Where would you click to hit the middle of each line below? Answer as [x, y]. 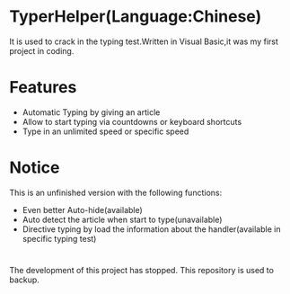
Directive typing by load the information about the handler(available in [151, 229]
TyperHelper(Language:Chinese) [136, 17]
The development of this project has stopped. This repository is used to [141, 270]
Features [43, 88]
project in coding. [42, 50]
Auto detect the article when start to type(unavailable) [122, 219]
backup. [25, 280]
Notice [35, 168]
